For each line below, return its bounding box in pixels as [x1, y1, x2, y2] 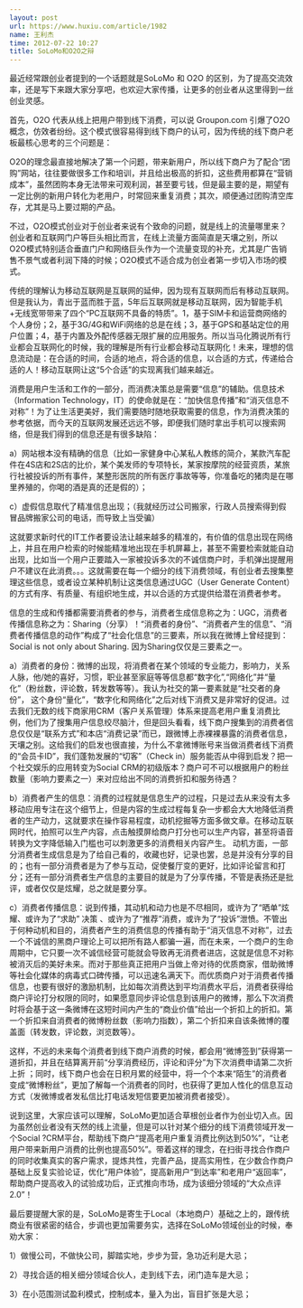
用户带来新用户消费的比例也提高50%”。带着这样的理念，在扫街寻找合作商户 [9, 1144, 291, 1155]
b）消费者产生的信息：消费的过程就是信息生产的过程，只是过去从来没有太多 [9, 793, 291, 804]
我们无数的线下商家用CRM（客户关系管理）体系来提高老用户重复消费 [16, 706, 272, 717]
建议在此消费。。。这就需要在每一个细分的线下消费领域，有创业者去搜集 [24, 566, 286, 577]
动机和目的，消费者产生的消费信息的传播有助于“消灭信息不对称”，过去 [32, 925, 293, 936]
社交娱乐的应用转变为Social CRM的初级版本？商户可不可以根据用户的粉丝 [16, 762, 289, 773]
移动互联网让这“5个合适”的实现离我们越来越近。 [40, 364, 219, 375]
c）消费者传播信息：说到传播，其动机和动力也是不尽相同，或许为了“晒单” [9, 902, 282, 913]
